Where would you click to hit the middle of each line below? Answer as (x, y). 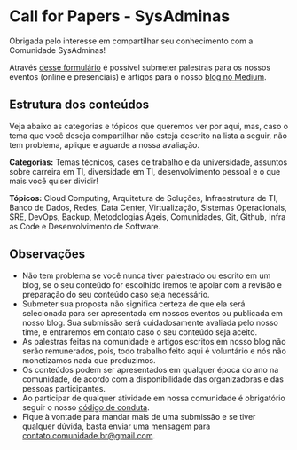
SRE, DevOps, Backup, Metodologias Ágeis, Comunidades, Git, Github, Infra (148, 217)
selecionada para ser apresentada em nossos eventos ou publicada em (152, 313)
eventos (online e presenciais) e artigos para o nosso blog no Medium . (138, 76)
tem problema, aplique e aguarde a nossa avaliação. (105, 144)
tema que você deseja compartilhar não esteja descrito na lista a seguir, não (148, 136)
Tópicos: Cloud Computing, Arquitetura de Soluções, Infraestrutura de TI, (144, 198)
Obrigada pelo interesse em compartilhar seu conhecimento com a (131, 41)
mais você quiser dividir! (54, 181)
